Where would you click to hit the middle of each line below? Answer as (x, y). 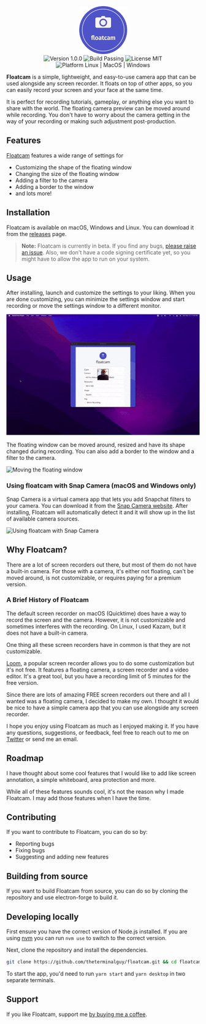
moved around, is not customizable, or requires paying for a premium (93, 578)
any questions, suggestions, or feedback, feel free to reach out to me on (98, 732)
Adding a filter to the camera (51, 180)
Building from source (47, 876)
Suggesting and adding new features (62, 857)
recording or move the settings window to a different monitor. (84, 306)
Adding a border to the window (54, 186)
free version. (22, 682)
